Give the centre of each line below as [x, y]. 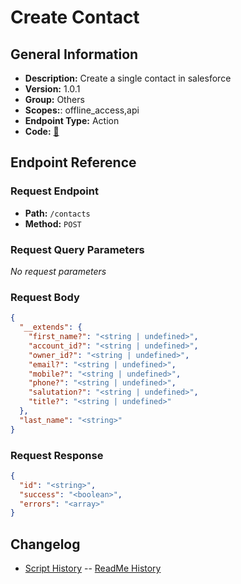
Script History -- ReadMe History [93, 568]
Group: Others [54, 99]
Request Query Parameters [77, 249]
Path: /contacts [57, 213]
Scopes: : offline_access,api [82, 110]
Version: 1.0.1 [52, 89]
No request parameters [58, 271]
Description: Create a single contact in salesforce [128, 78]
